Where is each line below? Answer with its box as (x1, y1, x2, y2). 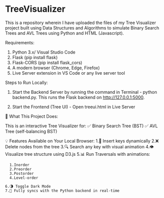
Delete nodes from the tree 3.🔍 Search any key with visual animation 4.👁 (5, 143, 154, 149)
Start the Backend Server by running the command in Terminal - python (12, 89, 157, 95)
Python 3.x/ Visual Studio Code (12, 49, 76, 55)
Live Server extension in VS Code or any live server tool (12, 70, 125, 76)
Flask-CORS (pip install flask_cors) (12, 59, 82, 65)
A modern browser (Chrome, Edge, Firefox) (12, 65, 100, 71)
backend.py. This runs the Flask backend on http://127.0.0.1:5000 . (12, 94, 145, 100)
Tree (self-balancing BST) (5, 128, 57, 134)
